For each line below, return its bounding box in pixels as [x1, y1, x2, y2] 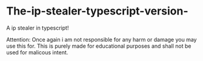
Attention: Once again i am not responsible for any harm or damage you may [6, 36, 197, 43]
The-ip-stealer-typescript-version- [6, 4, 189, 18]
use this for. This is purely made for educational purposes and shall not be [6, 42, 191, 50]
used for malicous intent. [6, 48, 68, 56]
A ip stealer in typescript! [6, 24, 69, 31]
